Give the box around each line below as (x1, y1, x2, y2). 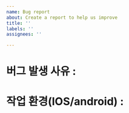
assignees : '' (6, 31, 42, 37)
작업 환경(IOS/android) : (6, 94, 124, 108)
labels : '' (6, 25, 34, 32)
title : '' (6, 20, 31, 26)
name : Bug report (6, 8, 50, 15)
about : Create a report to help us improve (6, 15, 118, 21)
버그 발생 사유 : (6, 65, 76, 79)
